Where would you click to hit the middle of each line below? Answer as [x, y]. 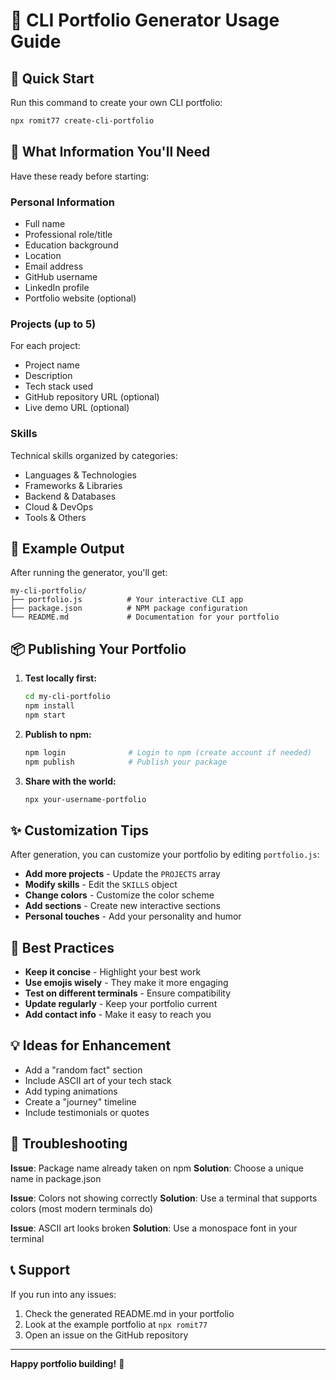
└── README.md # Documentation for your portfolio [145, 617]
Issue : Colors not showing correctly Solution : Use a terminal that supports [164, 1198]
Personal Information [62, 202]
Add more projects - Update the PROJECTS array [122, 874]
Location [43, 255]
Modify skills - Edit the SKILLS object [101, 885]
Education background [71, 245]
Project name [52, 365]
